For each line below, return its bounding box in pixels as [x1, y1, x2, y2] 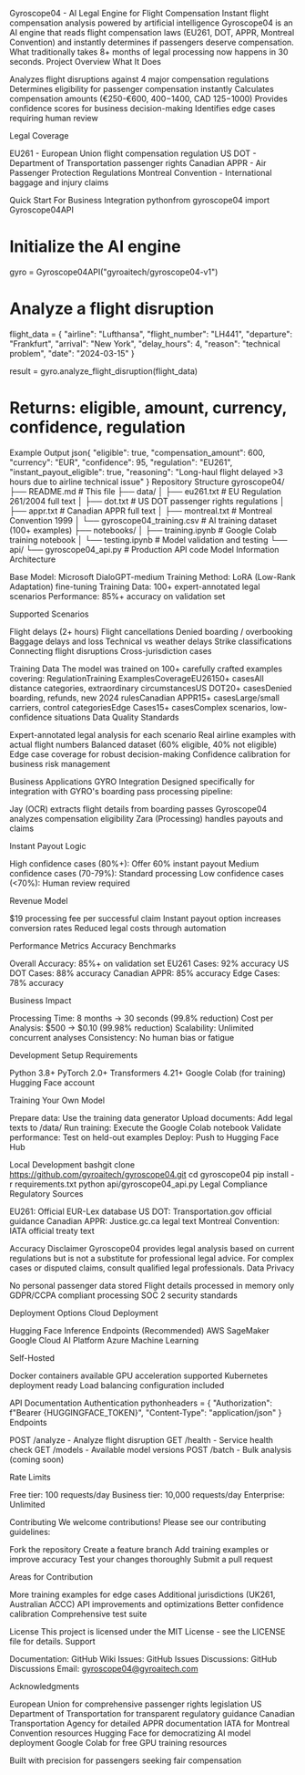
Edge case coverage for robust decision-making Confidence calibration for [9, 748, 291, 760]
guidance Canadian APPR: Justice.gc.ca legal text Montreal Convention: [9, 1215, 280, 1226]
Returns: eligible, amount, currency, [9, 398, 288, 419]
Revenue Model [9, 895, 68, 906]
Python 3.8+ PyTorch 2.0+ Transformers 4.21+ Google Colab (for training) [9, 1067, 287, 1078]
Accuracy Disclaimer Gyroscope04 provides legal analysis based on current [9, 1242, 295, 1253]
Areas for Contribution [9, 1571, 94, 1582]
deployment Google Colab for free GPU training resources [9, 1737, 228, 1748]
